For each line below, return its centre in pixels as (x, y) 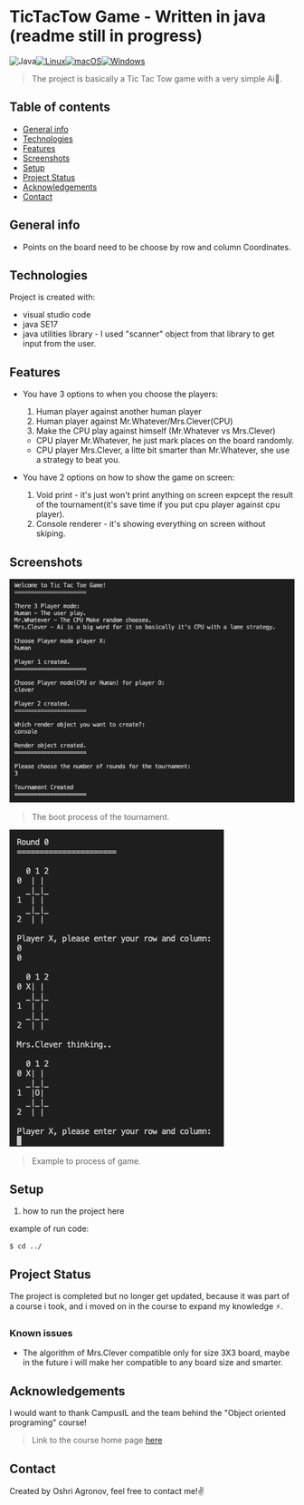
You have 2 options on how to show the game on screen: (128, 477)
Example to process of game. (86, 1161)
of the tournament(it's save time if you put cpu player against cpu (158, 504)
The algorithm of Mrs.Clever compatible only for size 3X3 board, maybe (156, 1353)
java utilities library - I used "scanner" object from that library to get (148, 334)
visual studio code (57, 315)
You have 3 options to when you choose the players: (120, 394)
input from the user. (59, 344)
